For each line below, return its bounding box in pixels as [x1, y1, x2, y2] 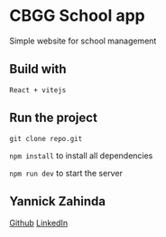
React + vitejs [9, 85, 67, 95]
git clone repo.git [9, 134, 83, 143]
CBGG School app [9, 5, 146, 26]
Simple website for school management [9, 35, 157, 46]
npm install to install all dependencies [9, 150, 153, 161]
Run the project [9, 110, 97, 126]
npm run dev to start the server [9, 167, 124, 178]
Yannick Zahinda [9, 194, 106, 209]
